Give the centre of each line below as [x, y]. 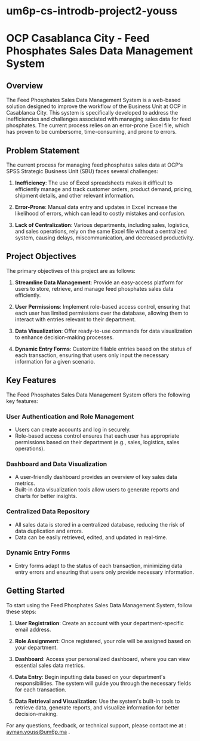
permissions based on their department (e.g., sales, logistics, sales [97, 442]
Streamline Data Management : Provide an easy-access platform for [99, 282]
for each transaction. [41, 689]
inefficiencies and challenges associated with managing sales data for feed [99, 119]
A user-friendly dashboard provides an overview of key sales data [96, 477]
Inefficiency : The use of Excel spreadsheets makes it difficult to [94, 183]
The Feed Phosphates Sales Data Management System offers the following [98, 395]
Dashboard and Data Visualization [57, 464]
